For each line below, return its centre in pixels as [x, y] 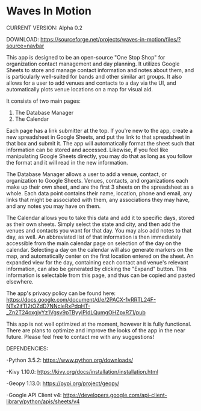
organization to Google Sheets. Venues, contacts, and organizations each [97, 180]
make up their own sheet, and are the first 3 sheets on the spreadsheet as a [100, 187]
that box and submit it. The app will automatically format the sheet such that [100, 143]
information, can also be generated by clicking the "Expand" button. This [97, 269]
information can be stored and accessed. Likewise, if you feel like [87, 150]
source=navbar [25, 46]
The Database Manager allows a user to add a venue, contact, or [87, 174]
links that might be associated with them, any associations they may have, [98, 199]
